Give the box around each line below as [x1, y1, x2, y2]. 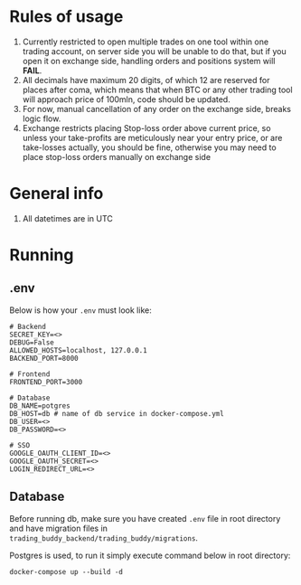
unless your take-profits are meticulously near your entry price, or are [22, 132, 283, 143]
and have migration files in [9, 523, 108, 533]
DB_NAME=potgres [9, 401, 71, 410]
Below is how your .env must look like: [9, 305, 152, 316]
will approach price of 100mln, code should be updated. [22, 93, 230, 105]
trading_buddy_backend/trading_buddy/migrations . [9, 532, 199, 543]
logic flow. [22, 113, 61, 124]
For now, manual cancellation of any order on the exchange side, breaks [22, 103, 292, 114]
